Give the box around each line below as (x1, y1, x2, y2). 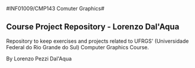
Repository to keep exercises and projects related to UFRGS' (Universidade (6, 38, 189, 45)
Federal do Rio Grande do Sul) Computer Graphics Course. (6, 43, 149, 50)
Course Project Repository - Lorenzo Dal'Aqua (6, 22, 180, 32)
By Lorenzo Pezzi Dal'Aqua (6, 55, 72, 62)
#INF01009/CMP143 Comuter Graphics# (6, 5, 105, 12)
